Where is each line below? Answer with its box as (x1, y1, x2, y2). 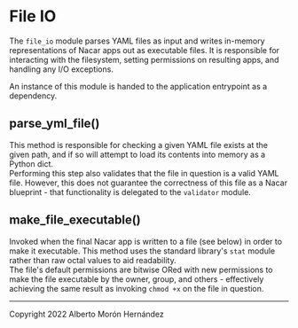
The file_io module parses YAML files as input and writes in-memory (9, 35, 265, 46)
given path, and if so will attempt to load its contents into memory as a (9, 149, 266, 160)
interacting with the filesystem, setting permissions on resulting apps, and (9, 54, 279, 65)
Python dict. (9, 158, 54, 169)
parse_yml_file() (9, 116, 100, 131)
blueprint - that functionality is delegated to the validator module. (9, 186, 251, 197)
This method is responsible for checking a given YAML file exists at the (9, 139, 269, 150)
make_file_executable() (9, 213, 142, 228)
